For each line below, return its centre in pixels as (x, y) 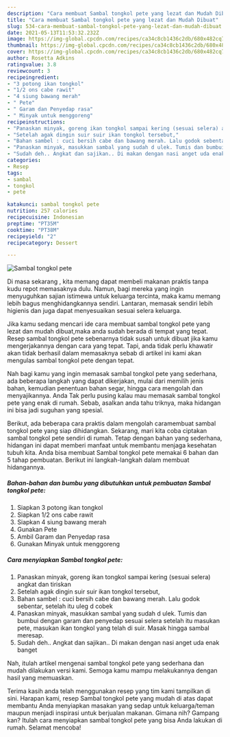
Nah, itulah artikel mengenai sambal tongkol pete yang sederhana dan (106, 664)
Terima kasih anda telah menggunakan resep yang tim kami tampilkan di (109, 691)
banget (27, 650)
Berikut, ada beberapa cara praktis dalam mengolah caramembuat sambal (112, 423)
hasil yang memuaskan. (40, 678)
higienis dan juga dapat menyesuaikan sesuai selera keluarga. (94, 311)
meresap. (30, 635)
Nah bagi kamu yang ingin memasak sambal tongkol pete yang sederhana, (112, 374)
